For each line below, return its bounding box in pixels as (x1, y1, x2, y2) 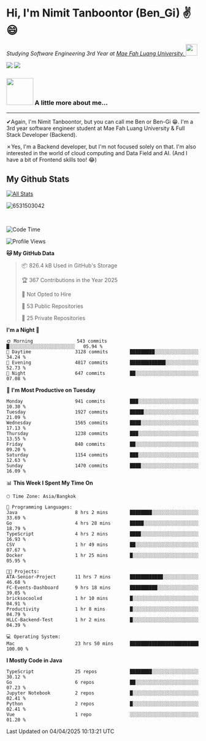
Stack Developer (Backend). (6, 131, 78, 139)
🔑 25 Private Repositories (21, 315, 86, 322)
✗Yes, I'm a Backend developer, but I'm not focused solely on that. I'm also (6, 143, 196, 150)
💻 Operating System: (6, 634, 61, 640)
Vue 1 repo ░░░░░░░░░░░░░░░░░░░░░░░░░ (6, 712, 199, 718)
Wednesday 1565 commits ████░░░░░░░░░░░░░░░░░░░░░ (6, 420, 199, 426)
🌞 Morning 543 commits (6, 338, 107, 345)
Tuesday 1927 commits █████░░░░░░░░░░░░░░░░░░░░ (6, 409, 199, 415)
